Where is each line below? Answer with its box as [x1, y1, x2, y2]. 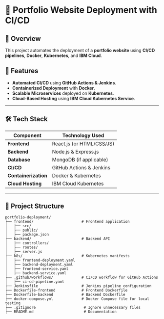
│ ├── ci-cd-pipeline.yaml [5, 279, 64, 284]
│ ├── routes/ [5, 245, 38, 250]
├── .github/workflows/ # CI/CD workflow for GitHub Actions [5, 275, 159, 280]
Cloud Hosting [7, 180, 42, 187]
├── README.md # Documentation [5, 309, 117, 315]
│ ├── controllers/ [5, 240, 49, 246]
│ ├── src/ [5, 223, 32, 229]
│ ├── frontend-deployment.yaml [5, 258, 76, 263]
